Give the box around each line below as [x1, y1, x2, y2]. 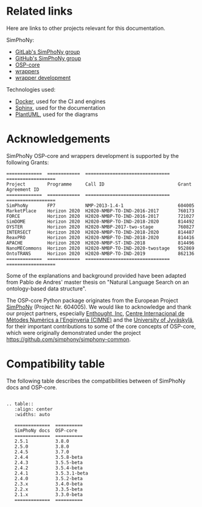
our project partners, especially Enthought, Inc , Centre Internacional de [6, 309, 185, 317]
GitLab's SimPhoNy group [15, 48, 80, 56]
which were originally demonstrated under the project [6, 329, 141, 336]
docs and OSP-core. [6, 383, 57, 391]
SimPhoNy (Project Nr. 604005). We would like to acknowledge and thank [6, 303, 192, 311]
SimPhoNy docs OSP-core [14, 427, 78, 434]
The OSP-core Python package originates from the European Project [6, 297, 178, 304]
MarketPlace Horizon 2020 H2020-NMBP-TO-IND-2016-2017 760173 [6, 207, 195, 214]
